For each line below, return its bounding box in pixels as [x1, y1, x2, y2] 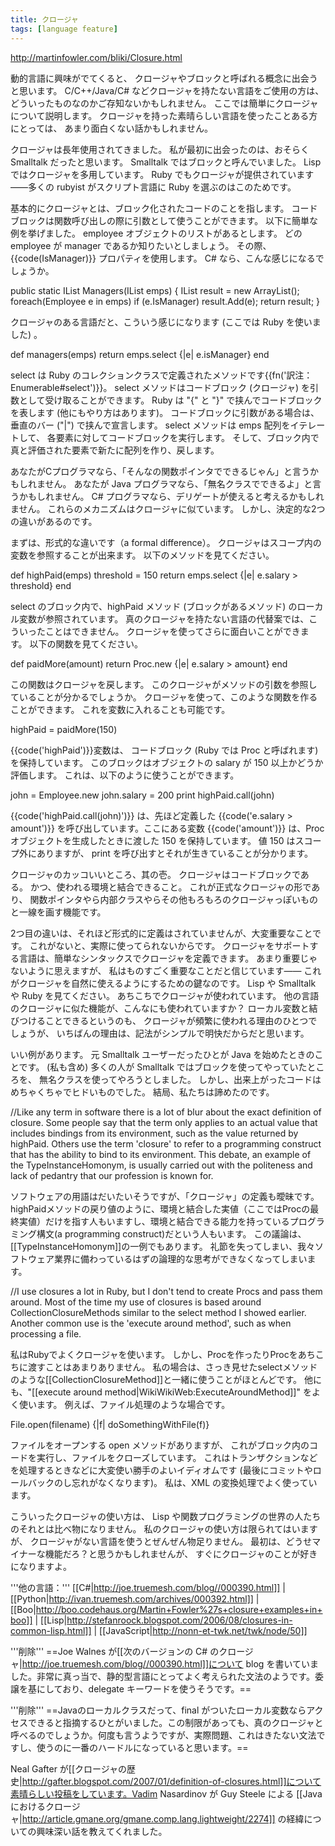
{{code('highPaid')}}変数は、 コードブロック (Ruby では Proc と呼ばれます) [10, 744, 319, 756]
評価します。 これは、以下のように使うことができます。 [10, 769, 240, 781]
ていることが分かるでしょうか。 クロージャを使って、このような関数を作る [10, 691, 318, 703]
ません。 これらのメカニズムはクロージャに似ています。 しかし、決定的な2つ [10, 502, 326, 515]
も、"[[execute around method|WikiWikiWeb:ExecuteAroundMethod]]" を [10, 1386, 312, 1398]
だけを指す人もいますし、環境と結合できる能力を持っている [44, 1215, 290, 1227]
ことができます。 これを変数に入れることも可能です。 [10, 703, 231, 715]
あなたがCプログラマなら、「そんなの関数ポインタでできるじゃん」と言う [10, 465, 310, 477]
